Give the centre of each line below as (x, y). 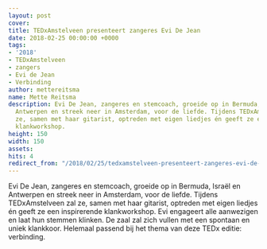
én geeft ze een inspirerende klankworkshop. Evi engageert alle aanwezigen (133, 212)
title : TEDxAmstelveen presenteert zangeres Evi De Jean (104, 30)
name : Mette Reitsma (43, 97)
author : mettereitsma (44, 89)
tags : (17, 45)
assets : (21, 149)
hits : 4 (21, 156)
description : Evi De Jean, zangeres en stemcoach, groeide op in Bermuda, (135, 104)
